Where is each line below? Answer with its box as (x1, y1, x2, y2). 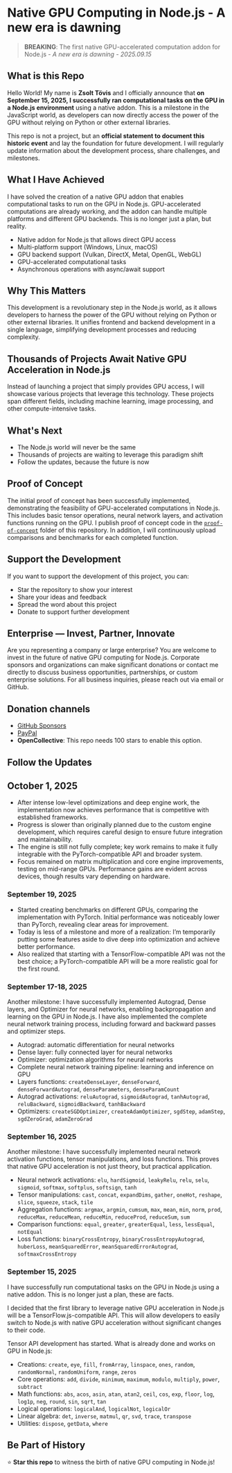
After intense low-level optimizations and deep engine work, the (17, 798, 200, 807)
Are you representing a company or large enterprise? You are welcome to (7, 646, 217, 655)
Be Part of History (7, 1440, 85, 1451)
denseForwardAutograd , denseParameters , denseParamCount (17, 1085, 180, 1094)
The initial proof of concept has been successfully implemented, (7, 496, 191, 504)
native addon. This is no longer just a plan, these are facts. (7, 1290, 175, 1299)
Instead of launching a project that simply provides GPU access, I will (7, 382, 205, 390)
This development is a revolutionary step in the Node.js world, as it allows (7, 304, 217, 312)
